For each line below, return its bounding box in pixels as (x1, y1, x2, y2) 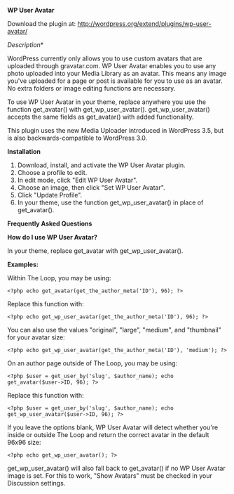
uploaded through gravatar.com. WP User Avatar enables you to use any (7, 62, 216, 70)
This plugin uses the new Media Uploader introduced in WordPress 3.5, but (7, 126, 224, 134)
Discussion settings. (7, 479, 66, 487)
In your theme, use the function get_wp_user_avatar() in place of (17, 198, 204, 207)
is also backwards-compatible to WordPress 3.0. (7, 134, 148, 142)
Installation (7, 148, 41, 155)
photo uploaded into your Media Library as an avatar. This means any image (7, 70, 227, 77)
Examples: (7, 260, 39, 268)
